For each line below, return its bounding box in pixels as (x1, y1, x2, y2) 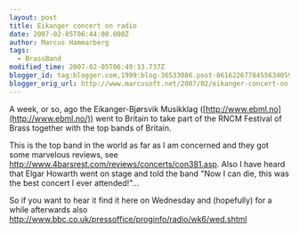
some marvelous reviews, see (9, 149, 118, 160)
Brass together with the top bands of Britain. (9, 122, 172, 133)
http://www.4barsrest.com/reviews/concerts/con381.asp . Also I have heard (9, 158, 286, 169)
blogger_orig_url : (9, 79, 77, 88)
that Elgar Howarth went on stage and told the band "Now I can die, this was (9, 168, 289, 179)
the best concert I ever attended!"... (9, 177, 140, 188)
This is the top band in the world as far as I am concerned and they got (9, 140, 270, 150)
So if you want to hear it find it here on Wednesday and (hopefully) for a (9, 195, 273, 205)
